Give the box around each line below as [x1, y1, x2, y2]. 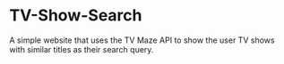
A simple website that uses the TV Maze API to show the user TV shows [9, 35, 275, 45]
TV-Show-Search [9, 5, 142, 26]
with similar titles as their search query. [9, 44, 154, 54]
